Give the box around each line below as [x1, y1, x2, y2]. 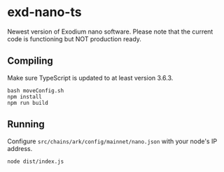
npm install [7, 93, 42, 100]
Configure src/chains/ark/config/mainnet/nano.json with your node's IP [7, 137, 218, 145]
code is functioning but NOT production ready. [7, 34, 142, 43]
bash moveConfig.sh [7, 87, 64, 94]
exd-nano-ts [7, 4, 82, 20]
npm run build [7, 99, 49, 106]
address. [7, 144, 33, 152]
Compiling [7, 55, 54, 67]
